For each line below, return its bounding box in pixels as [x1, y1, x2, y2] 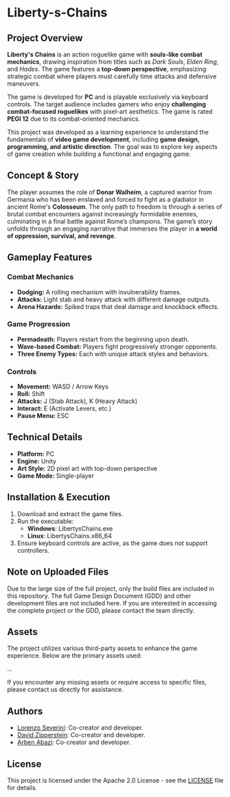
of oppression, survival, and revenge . [7, 231, 117, 240]
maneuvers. [7, 80, 41, 87]
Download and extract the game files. [16, 509, 124, 518]
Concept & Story [7, 170, 79, 181]
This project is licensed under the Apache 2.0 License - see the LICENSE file [7, 776, 224, 784]
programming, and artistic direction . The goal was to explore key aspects [7, 143, 218, 150]
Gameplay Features [7, 252, 93, 264]
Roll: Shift [16, 390, 45, 398]
